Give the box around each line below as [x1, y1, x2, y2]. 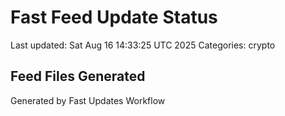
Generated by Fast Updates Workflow [10, 94, 166, 106]
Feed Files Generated [10, 68, 146, 85]
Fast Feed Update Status [10, 6, 218, 29]
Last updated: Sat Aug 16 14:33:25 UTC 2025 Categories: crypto [10, 39, 276, 51]
